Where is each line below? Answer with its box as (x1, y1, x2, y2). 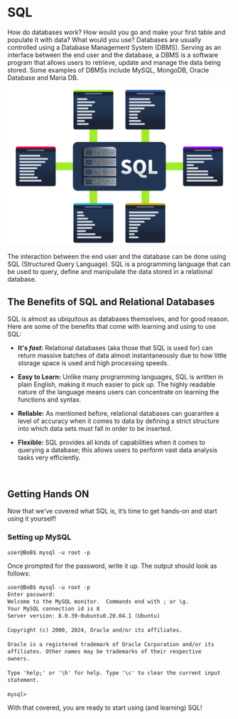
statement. (7, 677, 40, 684)
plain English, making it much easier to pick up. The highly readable (17, 380, 216, 389)
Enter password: (7, 591, 55, 598)
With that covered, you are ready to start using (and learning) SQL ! (7, 703, 202, 712)
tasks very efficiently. (17, 454, 81, 462)
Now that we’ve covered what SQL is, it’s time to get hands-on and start (7, 506, 218, 515)
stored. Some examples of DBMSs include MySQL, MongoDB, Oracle (7, 66, 210, 74)
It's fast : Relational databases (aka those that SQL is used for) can (17, 344, 213, 352)
